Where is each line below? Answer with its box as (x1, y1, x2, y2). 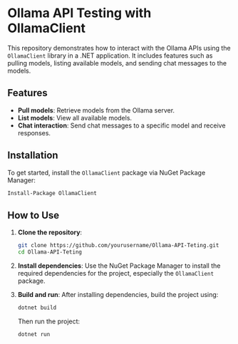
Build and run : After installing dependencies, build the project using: (17, 291, 219, 298)
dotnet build (17, 304, 57, 311)
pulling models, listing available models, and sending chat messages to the (7, 58, 227, 67)
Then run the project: (17, 317, 81, 325)
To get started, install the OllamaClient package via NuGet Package (7, 168, 206, 177)
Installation (7, 150, 58, 162)
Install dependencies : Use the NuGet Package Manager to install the (17, 261, 221, 270)
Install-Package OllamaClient (7, 189, 98, 197)
